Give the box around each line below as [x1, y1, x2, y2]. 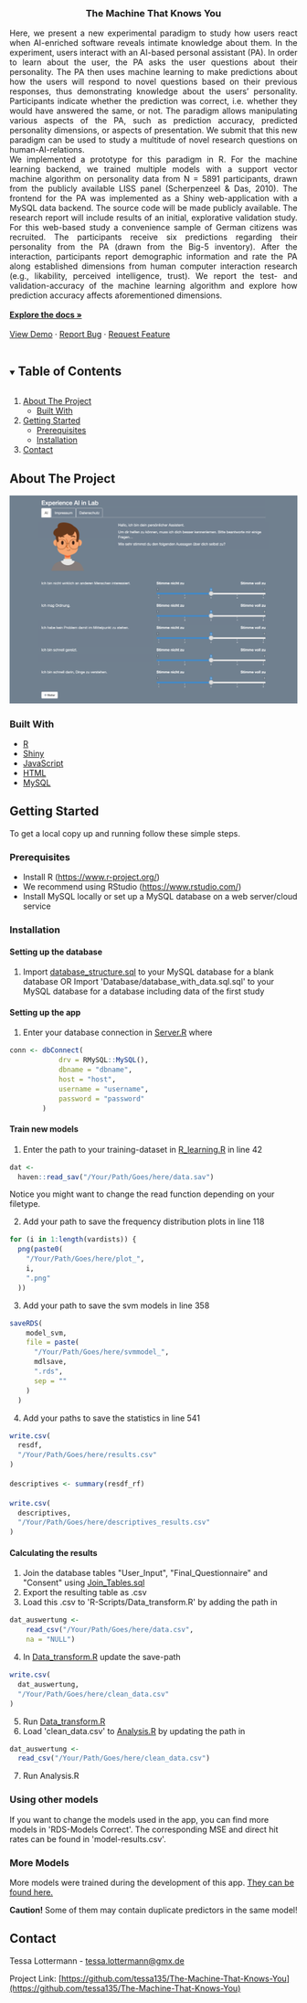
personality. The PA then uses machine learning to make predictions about [9, 67, 298, 78]
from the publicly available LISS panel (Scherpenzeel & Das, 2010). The [9, 183, 298, 194]
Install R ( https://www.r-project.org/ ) [22, 871, 160, 883]
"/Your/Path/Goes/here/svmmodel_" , [33, 1348, 170, 1357]
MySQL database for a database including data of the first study [22, 986, 265, 997]
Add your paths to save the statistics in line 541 [22, 1412, 201, 1423]
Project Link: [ [9, 1973, 62, 1984]
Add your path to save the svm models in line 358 [22, 1300, 210, 1311]
